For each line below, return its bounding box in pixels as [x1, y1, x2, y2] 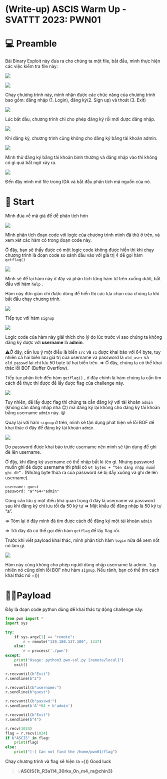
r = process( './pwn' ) [23, 648, 68, 653]
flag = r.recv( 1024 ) [5, 730, 48, 736]
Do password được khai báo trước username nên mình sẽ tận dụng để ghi [5, 444, 156, 450]
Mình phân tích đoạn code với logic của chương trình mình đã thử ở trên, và [5, 232, 160, 238]
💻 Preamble [5, 38, 57, 50]
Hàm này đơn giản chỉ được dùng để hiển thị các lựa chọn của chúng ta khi [5, 291, 159, 297]
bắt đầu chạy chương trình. [5, 296, 61, 302]
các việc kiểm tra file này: [5, 64, 58, 70]
